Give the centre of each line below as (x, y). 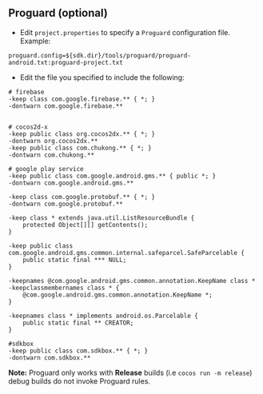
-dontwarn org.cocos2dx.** (53, 141)
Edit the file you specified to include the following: (102, 77)
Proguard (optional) (58, 13)
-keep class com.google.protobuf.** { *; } (82, 197)
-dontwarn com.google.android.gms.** (71, 183)
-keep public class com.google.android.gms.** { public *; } (112, 176)
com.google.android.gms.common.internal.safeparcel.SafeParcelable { (127, 253)
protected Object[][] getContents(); (86, 225)
